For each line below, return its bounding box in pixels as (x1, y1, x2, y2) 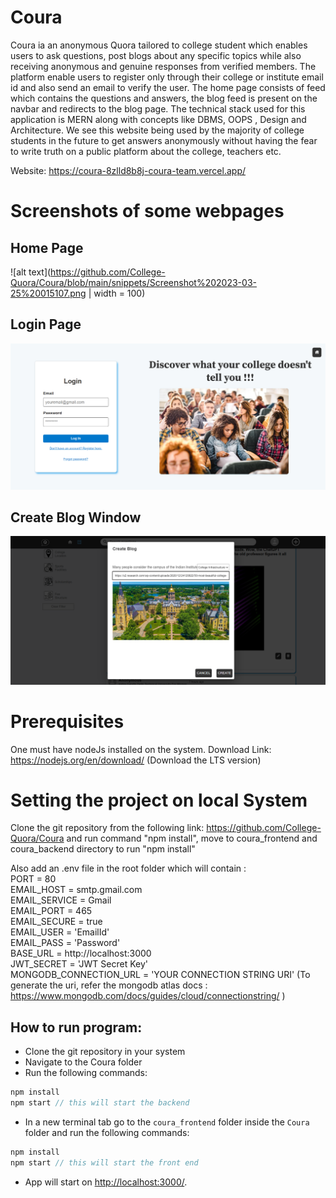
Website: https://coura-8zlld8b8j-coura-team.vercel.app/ (10, 164, 246, 176)
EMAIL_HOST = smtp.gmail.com (10, 884, 143, 896)
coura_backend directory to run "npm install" (10, 843, 196, 855)
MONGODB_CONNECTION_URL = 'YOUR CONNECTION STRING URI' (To (10, 969, 311, 981)
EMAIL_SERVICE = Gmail (10, 894, 112, 906)
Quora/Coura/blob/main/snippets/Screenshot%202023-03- (10, 276, 257, 288)
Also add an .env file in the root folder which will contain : (10, 862, 247, 875)
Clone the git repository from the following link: (10, 822, 205, 834)
